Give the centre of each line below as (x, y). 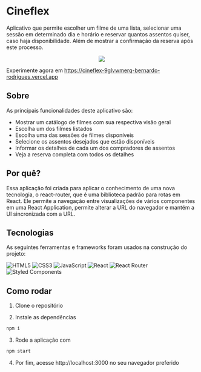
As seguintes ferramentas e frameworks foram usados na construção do (97, 247)
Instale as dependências (45, 317)
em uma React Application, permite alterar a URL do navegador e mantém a (100, 207)
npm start (19, 351)
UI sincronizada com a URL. (41, 214)
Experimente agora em (35, 70)
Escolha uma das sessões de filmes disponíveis (74, 135)
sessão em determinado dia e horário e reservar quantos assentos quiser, (98, 34)
